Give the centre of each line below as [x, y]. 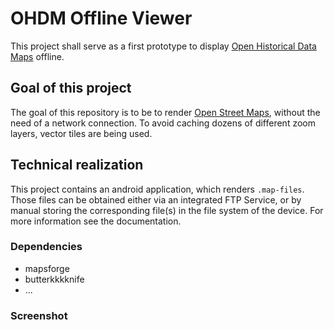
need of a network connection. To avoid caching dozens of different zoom [163, 123]
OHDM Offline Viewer [101, 18]
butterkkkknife [54, 279]
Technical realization [77, 165]
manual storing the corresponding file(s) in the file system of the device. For [167, 210]
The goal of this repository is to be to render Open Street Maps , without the [165, 112]
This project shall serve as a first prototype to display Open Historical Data [163, 46]
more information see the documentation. [96, 221]
